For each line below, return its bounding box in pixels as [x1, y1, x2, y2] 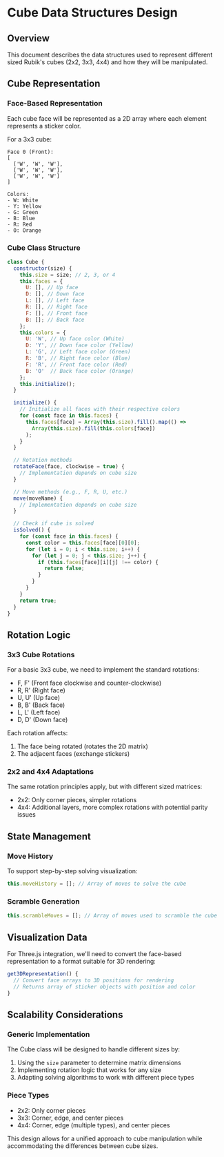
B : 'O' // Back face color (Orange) [25, 367, 134, 374]
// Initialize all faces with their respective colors [19, 406, 181, 413]
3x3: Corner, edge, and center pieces [17, 1114, 124, 1122]
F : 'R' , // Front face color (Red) [25, 361, 128, 368]
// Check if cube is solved [13, 520, 94, 527]
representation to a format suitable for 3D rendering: [7, 957, 156, 966]
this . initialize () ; [19, 380, 76, 387]
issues [17, 810, 36, 819]
